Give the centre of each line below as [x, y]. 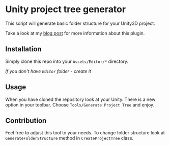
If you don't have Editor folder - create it [48, 71]
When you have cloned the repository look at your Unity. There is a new [80, 99]
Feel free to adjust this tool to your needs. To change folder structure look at [85, 133]
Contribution [26, 120]
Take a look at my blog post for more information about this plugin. [75, 33]
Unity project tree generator [66, 9]
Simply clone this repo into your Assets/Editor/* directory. [67, 61]
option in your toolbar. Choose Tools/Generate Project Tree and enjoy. [80, 104]
